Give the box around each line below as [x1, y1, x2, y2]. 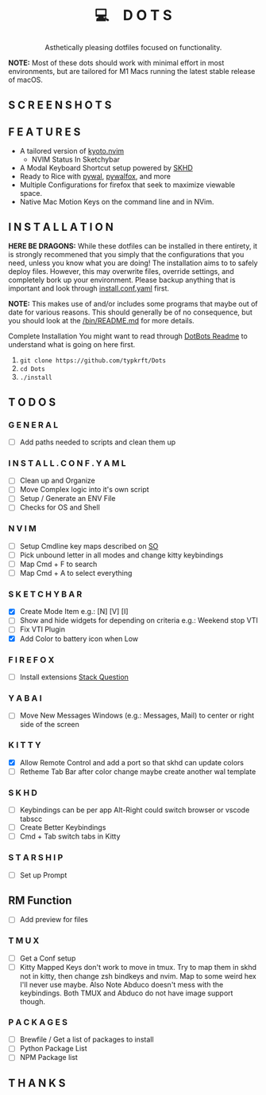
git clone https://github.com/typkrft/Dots [19, 357, 167, 365]
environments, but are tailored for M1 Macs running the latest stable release [8, 67, 256, 76]
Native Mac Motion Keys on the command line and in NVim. [19, 197, 214, 207]
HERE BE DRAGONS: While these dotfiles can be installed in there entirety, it [8, 241, 258, 251]
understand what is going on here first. [8, 340, 136, 350]
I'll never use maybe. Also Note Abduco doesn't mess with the [19, 980, 224, 989]
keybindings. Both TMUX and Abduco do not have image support [19, 988, 233, 998]
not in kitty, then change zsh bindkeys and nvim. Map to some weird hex [19, 971, 256, 980]
